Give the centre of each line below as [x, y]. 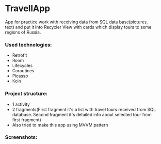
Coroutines [23, 71]
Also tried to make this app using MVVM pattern [60, 125]
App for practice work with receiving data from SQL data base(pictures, [76, 22]
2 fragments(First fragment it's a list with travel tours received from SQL [84, 109]
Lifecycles [22, 65]
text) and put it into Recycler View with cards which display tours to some [78, 27]
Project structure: [26, 94]
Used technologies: [29, 45]
